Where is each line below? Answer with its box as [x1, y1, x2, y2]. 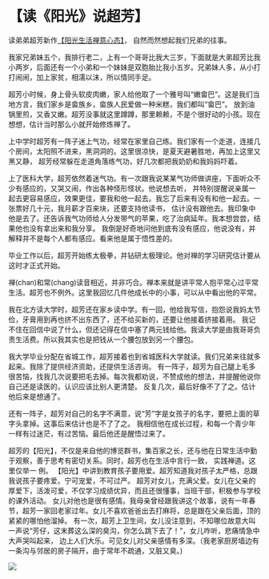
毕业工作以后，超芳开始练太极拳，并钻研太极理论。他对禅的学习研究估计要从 [8, 250, 261, 260]
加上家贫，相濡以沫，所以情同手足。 [35, 72, 156, 82]
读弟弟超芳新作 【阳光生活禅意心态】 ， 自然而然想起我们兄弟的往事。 [8, 35, 231, 45]
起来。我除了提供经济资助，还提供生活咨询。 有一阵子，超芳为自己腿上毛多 [8, 361, 256, 371]
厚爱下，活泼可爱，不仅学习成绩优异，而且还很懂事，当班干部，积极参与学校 [8, 485, 261, 495]
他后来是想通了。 [8, 392, 65, 401]
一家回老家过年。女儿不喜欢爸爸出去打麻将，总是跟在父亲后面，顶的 [35, 505, 261, 515]
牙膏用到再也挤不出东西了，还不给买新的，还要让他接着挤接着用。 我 [22, 314, 249, 324]
